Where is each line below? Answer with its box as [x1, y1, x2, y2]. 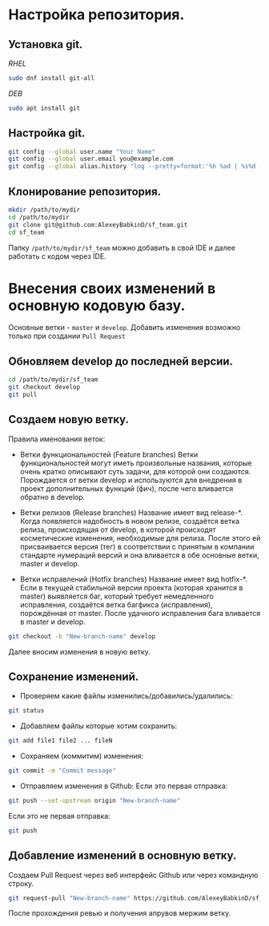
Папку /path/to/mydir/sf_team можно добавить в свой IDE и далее [8, 243, 236, 252]
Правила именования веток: [8, 434, 106, 444]
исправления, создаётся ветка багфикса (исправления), [19, 599, 214, 610]
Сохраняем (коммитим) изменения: [19, 751, 144, 761]
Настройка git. [8, 127, 86, 140]
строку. [8, 879, 34, 888]
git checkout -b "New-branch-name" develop [8, 632, 156, 640]
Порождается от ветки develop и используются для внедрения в [19, 475, 243, 485]
